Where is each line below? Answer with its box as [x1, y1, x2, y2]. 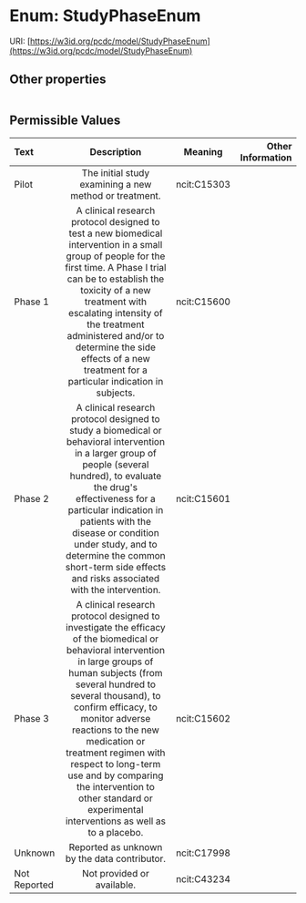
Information [240, 151, 292, 164]
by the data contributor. [65, 852, 167, 865]
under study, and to [74, 538, 158, 550]
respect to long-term [70, 757, 161, 770]
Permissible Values [9, 113, 121, 128]
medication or [86, 734, 146, 747]
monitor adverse [80, 712, 151, 724]
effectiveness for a [76, 492, 157, 505]
